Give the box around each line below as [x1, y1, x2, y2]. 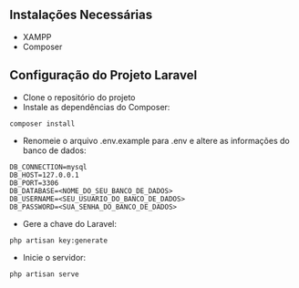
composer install [9, 118, 76, 129]
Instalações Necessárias [9, 7, 153, 23]
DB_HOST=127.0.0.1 [9, 170, 79, 180]
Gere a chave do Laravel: [22, 218, 117, 229]
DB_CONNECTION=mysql [9, 162, 88, 171]
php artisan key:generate [9, 236, 108, 245]
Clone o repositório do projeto [22, 91, 136, 103]
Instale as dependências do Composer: [22, 101, 170, 112]
